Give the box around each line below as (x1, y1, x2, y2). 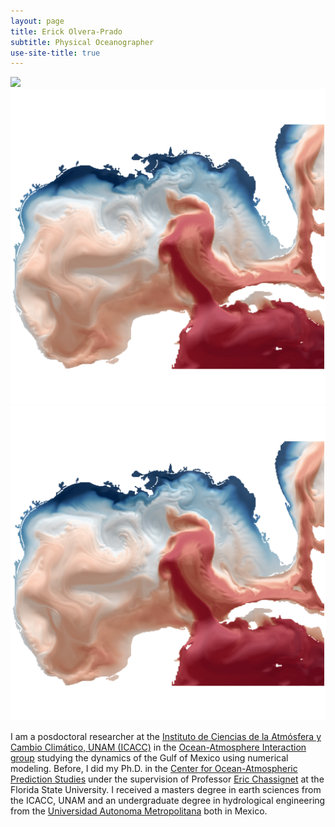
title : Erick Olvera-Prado (10, 26, 123, 37)
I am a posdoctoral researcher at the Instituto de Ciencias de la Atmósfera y (10, 731, 322, 743)
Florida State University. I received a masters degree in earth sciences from (10, 784, 322, 796)
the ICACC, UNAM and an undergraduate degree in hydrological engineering (10, 795, 326, 807)
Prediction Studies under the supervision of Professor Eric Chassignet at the (10, 773, 325, 785)
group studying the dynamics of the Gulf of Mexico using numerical (10, 752, 289, 764)
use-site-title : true (10, 48, 101, 58)
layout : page (10, 16, 65, 26)
